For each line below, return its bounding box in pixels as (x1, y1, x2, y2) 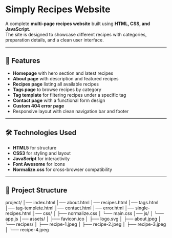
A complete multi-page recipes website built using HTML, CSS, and (5, 20, 150, 27)
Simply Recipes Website (5, 4, 111, 15)
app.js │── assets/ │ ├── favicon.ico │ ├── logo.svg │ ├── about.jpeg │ (5, 216, 161, 222)
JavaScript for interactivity (12, 155, 70, 162)
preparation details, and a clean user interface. (5, 37, 104, 43)
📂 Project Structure (5, 186, 68, 194)
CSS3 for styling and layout (12, 150, 71, 156)
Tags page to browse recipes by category (12, 86, 101, 93)
